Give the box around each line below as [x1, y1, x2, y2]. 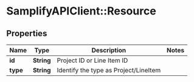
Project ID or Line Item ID [57, 56, 128, 65]
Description [91, 46, 126, 54]
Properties [6, 28, 47, 39]
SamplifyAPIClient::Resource [6, 4, 156, 18]
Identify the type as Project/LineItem [57, 66, 161, 74]
